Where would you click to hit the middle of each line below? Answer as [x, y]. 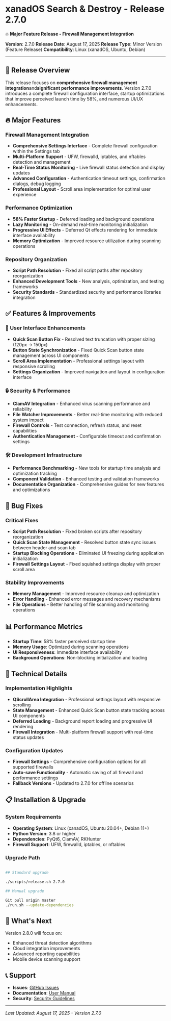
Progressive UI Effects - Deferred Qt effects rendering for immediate [85, 229]
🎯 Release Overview [38, 70]
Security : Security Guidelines [44, 999]
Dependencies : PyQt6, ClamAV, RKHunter [57, 839]
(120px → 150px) [30, 344]
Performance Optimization [39, 208]
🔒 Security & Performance [38, 391]
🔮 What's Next [28, 921]
